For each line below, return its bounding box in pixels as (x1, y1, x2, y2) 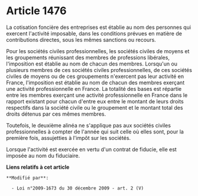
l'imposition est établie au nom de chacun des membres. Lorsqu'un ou (6, 60, 178, 67)
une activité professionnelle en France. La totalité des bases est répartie (6, 85, 182, 92)
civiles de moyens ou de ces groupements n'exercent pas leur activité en (6, 73, 184, 80)
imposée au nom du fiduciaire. (6, 152, 80, 159)
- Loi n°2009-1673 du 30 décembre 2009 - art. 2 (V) (11, 185, 144, 191)
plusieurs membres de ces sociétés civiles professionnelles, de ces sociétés (6, 66, 192, 73)
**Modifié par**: (6, 175, 49, 181)
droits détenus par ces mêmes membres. (6, 110, 106, 117)
